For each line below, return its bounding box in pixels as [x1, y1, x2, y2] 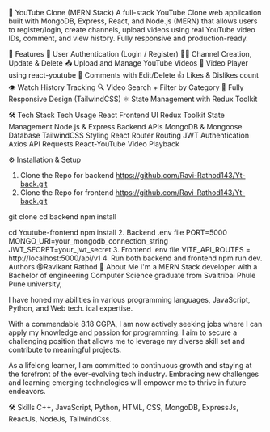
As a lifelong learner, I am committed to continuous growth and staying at [8, 361, 252, 370]
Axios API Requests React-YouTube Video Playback [8, 139, 180, 149]
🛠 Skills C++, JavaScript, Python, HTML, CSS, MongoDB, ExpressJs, [8, 403, 238, 412]
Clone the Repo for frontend [19, 188, 114, 197]
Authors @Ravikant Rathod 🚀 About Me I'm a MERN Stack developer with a [8, 262, 258, 271]
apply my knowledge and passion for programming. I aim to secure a [8, 328, 238, 337]
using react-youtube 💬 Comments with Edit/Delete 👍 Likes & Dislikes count [8, 70, 259, 80]
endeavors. [8, 387, 46, 396]
